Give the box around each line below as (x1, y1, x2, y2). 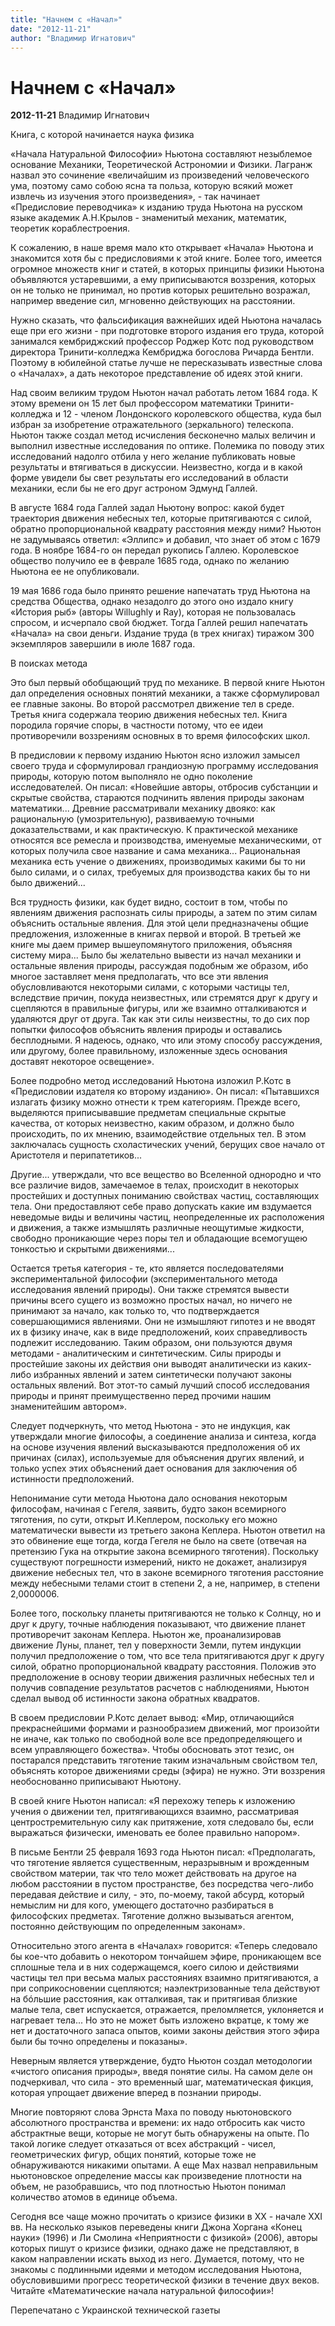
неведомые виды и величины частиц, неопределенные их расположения (10, 1211, 325, 1223)
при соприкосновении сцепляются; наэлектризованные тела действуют (10, 1982, 321, 1995)
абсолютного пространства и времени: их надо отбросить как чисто (10, 2117, 306, 2129)
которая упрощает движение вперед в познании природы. (10, 2087, 262, 2099)
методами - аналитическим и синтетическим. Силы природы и (10, 1347, 282, 1360)
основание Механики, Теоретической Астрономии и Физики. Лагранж (10, 159, 313, 171)
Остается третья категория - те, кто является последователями (10, 1262, 285, 1275)
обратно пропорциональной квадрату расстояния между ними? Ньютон (10, 523, 322, 535)
